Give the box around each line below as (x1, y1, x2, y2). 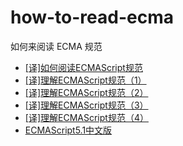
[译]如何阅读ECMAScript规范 (24, 61, 143, 73)
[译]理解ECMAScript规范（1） (24, 74, 147, 86)
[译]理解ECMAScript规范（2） (24, 86, 149, 98)
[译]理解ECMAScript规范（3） (24, 99, 149, 111)
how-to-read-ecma (10, 6, 175, 29)
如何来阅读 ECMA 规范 (10, 40, 103, 52)
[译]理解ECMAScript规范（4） (24, 111, 149, 123)
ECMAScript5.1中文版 (24, 124, 113, 136)
